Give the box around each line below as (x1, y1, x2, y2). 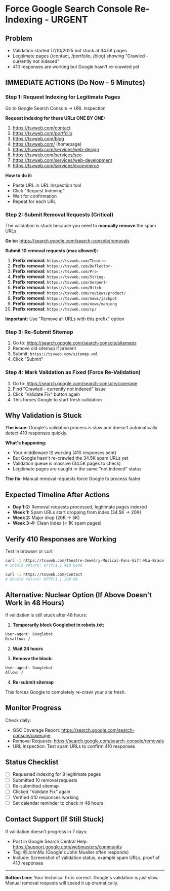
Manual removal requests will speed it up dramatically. (5, 880, 119, 886)
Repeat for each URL (12, 198, 57, 204)
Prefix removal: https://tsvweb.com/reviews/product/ (12, 290, 126, 296)
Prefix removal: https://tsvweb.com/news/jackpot (12, 295, 117, 301)
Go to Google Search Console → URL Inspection (5, 105, 106, 111)
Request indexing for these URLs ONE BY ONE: (5, 115, 105, 121)
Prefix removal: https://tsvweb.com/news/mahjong (12, 300, 117, 306)
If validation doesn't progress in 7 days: (5, 828, 88, 835)
